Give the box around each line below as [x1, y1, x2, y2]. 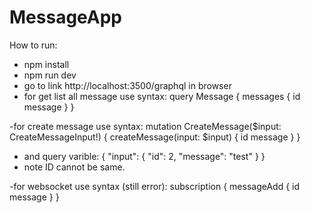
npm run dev [23, 69, 77, 81]
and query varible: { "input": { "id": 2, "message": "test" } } [23, 150, 266, 162]
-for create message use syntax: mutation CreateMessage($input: [9, 120, 282, 132]
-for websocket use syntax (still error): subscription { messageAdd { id [9, 180, 301, 192]
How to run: [9, 39, 58, 51]
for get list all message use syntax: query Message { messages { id [23, 90, 301, 102]
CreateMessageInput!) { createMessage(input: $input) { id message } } [9, 131, 301, 143]
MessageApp [9, 6, 123, 29]
